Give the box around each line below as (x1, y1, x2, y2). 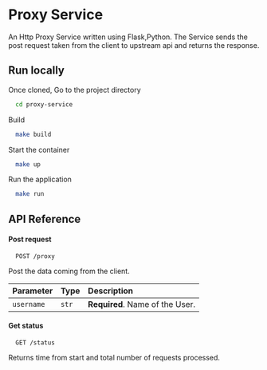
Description (87, 285, 134, 296)
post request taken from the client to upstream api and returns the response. (8, 40, 260, 50)
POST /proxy (15, 252, 56, 261)
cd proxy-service (15, 100, 73, 109)
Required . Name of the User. (87, 298, 196, 309)
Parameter (12, 285, 53, 296)
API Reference (8, 212, 81, 225)
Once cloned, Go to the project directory (8, 85, 141, 94)
